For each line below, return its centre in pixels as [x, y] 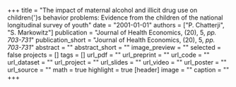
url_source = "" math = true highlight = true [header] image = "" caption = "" [118, 70]
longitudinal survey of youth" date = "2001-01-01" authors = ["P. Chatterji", [116, 25]
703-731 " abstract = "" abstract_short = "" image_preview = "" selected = [114, 47]
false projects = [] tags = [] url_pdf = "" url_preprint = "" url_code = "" [108, 55]
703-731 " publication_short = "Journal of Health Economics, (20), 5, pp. [111, 40]
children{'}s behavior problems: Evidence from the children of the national [115, 18]
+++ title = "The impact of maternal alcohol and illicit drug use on [102, 10]
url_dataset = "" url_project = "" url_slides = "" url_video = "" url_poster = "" [117, 62]
